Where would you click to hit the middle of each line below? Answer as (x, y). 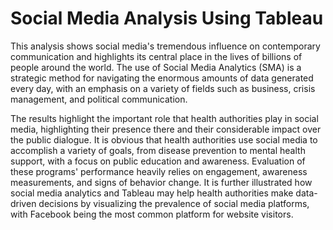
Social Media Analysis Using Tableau (167, 18)
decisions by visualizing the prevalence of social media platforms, (174, 203)
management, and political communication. (99, 99)
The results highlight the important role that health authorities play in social (164, 118)
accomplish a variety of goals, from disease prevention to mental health (158, 150)
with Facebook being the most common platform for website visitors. (152, 214)
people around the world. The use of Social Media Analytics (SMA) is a (156, 67)
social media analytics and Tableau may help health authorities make (152, 193)
